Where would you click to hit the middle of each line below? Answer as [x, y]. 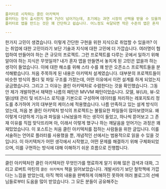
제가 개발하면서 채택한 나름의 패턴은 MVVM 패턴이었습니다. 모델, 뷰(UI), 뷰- [83, 92]
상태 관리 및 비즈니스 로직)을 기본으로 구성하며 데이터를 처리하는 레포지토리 [83, 98]
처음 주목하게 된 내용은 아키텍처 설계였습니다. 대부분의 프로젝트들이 [96, 73]
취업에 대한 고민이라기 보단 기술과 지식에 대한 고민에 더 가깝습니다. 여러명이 [83, 49]
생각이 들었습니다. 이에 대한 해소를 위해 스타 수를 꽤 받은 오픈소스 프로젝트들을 [80, 67]
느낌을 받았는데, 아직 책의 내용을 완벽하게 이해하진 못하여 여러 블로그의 [82, 175]
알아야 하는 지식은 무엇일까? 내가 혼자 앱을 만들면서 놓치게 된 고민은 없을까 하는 [81, 61]
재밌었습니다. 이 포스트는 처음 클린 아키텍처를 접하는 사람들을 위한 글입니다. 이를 [82, 129]
